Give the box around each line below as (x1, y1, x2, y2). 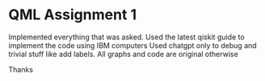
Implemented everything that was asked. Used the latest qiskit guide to (8, 32, 245, 42)
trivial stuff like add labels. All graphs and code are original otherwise (8, 49, 238, 59)
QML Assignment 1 (8, 6, 137, 24)
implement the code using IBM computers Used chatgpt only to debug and (8, 40, 257, 50)
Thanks (8, 64, 34, 74)
